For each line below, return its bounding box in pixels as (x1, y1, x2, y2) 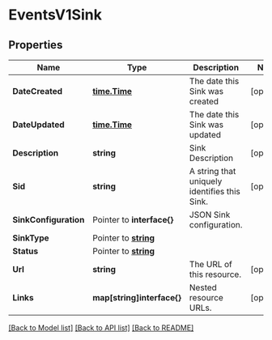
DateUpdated (12, 119, 65, 130)
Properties (8, 38, 63, 52)
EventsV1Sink (8, 6, 103, 24)
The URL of (189, 259, 233, 270)
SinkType (12, 232, 50, 244)
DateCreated (12, 86, 63, 96)
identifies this (189, 186, 241, 197)
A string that (189, 166, 236, 176)
